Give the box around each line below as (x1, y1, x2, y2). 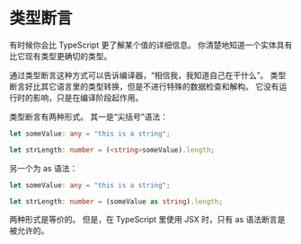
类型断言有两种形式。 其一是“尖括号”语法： (9, 111, 169, 122)
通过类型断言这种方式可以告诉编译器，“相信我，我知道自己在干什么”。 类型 (9, 69, 287, 81)
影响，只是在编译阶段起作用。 (32, 91, 144, 103)
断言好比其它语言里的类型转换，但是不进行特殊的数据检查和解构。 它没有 (9, 81, 279, 91)
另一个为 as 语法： (9, 162, 78, 173)
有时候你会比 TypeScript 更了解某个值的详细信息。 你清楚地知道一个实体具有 (9, 39, 293, 50)
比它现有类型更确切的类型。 (9, 50, 112, 61)
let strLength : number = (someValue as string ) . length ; (9, 196, 223, 206)
